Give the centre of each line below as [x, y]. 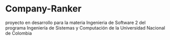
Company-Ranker [44, 9]
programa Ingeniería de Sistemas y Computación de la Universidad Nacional [85, 27]
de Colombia [19, 33]
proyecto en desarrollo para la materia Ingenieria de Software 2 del [76, 22]
